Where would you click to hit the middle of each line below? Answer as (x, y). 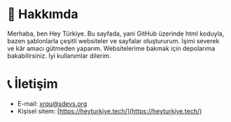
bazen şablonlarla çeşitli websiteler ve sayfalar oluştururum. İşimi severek (113, 40)
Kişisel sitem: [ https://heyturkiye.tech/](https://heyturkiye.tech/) (110, 111)
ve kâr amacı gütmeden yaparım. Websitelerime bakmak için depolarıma (111, 48)
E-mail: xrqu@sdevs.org (52, 103)
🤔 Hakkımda (43, 14)
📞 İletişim (33, 84)
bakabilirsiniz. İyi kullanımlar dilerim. (59, 56)
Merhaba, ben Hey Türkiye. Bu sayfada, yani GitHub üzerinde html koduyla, (116, 33)
